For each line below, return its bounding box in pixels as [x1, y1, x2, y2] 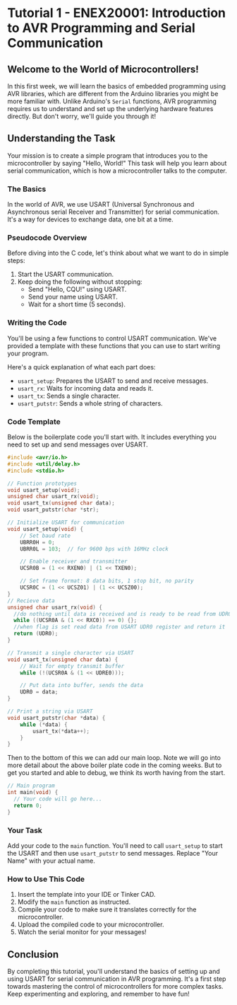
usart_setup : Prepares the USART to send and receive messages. [17, 377, 209, 385]
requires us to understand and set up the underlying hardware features [7, 105, 214, 113]
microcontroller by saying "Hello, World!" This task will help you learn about [7, 159, 227, 167]
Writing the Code [7, 318, 67, 328]
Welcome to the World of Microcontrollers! [7, 63, 199, 75]
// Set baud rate [20, 532, 71, 539]
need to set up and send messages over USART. [7, 440, 148, 449]
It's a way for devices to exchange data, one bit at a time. [7, 215, 174, 224]
